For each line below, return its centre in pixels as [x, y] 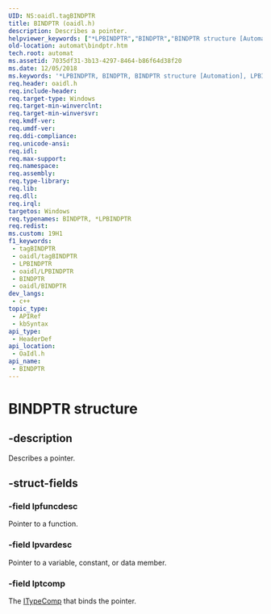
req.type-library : [39, 181]
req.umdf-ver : [32, 128]
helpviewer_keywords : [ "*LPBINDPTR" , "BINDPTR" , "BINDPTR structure [122, 38]
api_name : [25, 362]
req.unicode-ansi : [39, 143]
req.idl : [23, 151]
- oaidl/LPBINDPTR [43, 271]
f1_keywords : [30, 242]
